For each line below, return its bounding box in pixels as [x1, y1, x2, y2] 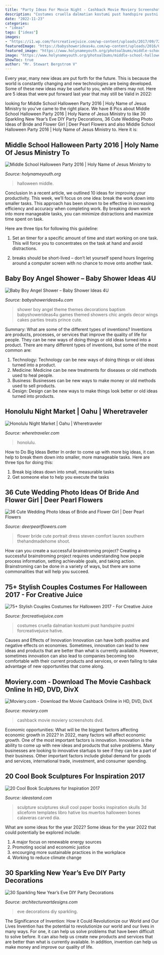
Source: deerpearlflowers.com [5, 523, 67, 530]
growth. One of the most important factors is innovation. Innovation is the [5, 737, 152, 743]
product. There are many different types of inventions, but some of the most [5, 342, 158, 348]
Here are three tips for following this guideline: [5, 225, 99, 231]
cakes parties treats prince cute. [17, 317, 82, 323]
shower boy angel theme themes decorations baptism [17, 306, 126, 312]
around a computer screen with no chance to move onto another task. [12, 260, 153, 266]
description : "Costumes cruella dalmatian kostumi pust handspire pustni [5, 12, 159, 17]
